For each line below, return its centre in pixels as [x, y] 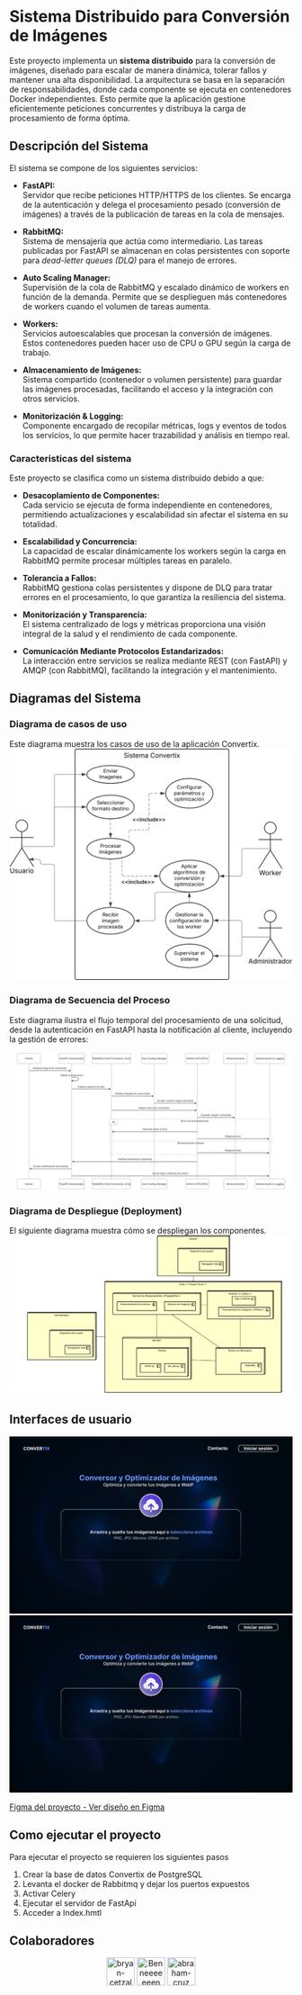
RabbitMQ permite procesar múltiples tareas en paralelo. [127, 561]
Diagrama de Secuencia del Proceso [90, 1001]
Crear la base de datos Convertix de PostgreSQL [112, 1874]
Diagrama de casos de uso [68, 724]
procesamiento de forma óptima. [70, 118]
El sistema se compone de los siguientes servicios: [103, 167]
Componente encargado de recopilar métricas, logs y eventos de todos [155, 426]
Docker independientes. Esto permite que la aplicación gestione [128, 99]
